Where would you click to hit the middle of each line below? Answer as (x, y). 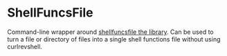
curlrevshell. (25, 46)
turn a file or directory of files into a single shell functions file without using (114, 39)
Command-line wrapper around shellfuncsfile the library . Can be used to (111, 32)
